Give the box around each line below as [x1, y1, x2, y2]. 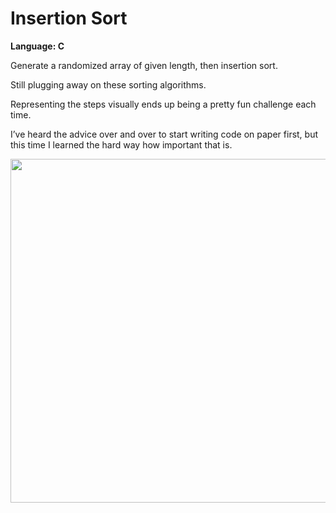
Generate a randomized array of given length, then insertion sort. [10, 59, 278, 71]
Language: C [10, 40, 65, 52]
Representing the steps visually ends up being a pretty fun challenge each [10, 98, 317, 110]
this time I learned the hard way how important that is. [10, 138, 233, 151]
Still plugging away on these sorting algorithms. [10, 78, 207, 91]
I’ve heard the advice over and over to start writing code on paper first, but [10, 128, 319, 140]
